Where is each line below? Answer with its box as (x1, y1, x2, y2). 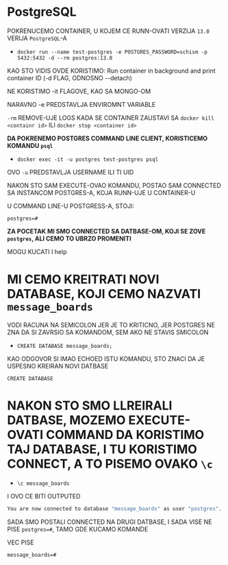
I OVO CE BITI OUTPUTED (7, 492, 81, 500)
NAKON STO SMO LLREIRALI (7, 398, 173, 414)
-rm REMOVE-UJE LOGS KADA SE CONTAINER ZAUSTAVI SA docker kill (7, 114, 214, 122)
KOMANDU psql (7, 141, 53, 149)
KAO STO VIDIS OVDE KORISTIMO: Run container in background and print (7, 66, 216, 75)
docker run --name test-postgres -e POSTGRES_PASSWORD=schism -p (16, 49, 207, 55)
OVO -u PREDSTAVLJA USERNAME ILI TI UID (7, 168, 134, 176)
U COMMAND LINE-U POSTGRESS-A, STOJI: (7, 201, 135, 210)
